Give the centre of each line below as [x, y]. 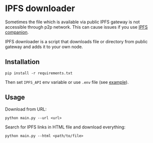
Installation [22, 62]
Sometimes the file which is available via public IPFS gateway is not [72, 22]
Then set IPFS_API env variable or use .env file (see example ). [67, 82]
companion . [17, 32]
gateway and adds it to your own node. [44, 47]
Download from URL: [26, 109]
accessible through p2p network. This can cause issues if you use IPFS [76, 27]
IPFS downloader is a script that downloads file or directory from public [76, 41]
